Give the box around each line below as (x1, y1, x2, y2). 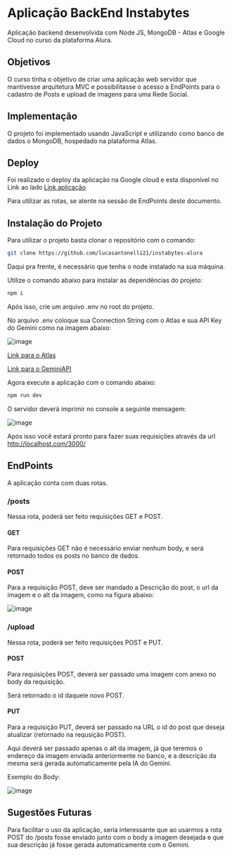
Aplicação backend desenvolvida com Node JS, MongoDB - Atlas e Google (7, 28, 225, 37)
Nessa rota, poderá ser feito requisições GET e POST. (7, 512, 163, 520)
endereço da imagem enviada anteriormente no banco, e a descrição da (7, 752, 217, 760)
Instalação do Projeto (7, 217, 103, 229)
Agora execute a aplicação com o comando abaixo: (7, 378, 156, 386)
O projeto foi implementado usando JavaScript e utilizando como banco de (7, 129, 225, 137)
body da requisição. (7, 677, 65, 685)
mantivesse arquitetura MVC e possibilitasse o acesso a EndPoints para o (7, 82, 220, 91)
